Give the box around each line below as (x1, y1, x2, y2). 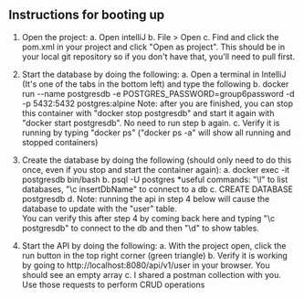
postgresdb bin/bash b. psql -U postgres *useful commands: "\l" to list (21, 174, 288, 185)
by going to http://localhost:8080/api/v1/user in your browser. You (21, 260, 270, 271)
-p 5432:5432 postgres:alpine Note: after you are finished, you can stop (21, 98, 294, 109)
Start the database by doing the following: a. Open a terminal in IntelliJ (21, 69, 287, 80)
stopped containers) (21, 136, 99, 147)
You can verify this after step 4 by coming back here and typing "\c (21, 212, 276, 223)
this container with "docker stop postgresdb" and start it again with (21, 107, 275, 118)
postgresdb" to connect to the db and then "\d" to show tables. (21, 222, 259, 233)
